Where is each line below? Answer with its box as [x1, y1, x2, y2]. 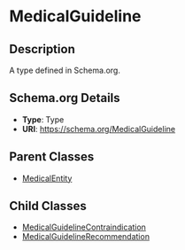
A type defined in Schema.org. [9, 65, 121, 75]
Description [9, 42, 75, 57]
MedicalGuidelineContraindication [21, 222, 146, 232]
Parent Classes [9, 149, 95, 165]
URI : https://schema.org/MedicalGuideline [21, 123, 175, 134]
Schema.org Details [9, 90, 121, 105]
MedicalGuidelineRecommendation [21, 231, 150, 242]
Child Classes [9, 199, 87, 214]
